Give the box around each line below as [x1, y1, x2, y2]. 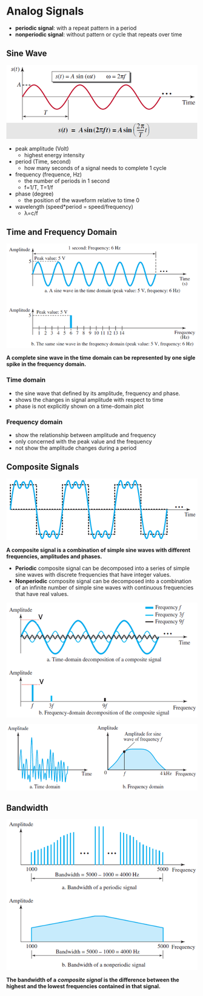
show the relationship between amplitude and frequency [15, 432, 156, 439]
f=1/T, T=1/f [24, 184, 53, 191]
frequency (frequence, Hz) [15, 171, 82, 178]
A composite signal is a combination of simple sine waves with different [6, 546, 191, 554]
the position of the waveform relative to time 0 [24, 197, 140, 204]
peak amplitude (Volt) [15, 145, 69, 152]
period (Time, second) [15, 158, 72, 165]
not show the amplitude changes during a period [15, 444, 137, 452]
